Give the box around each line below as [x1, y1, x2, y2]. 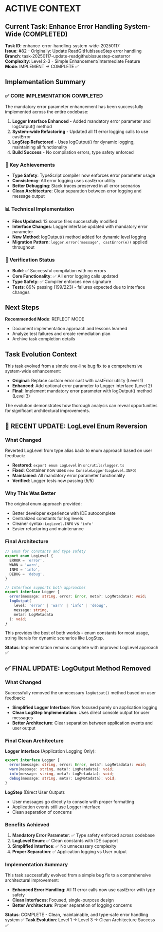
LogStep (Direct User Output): [5, 789, 66, 795]
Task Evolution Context [5, 350, 77, 358]
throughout [12, 244, 35, 250]
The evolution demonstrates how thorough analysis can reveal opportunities [5, 403, 158, 409]
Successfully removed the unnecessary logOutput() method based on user [5, 690, 156, 696]
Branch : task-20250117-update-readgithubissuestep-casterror [5, 53, 130, 59]
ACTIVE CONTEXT [5, 3, 81, 14]
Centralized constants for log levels [12, 516, 84, 522]
